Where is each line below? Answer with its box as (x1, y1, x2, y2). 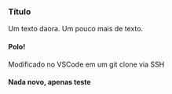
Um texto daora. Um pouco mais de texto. (8, 24, 144, 34)
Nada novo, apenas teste (8, 78, 92, 87)
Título (8, 6, 31, 17)
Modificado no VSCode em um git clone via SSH (8, 60, 165, 69)
